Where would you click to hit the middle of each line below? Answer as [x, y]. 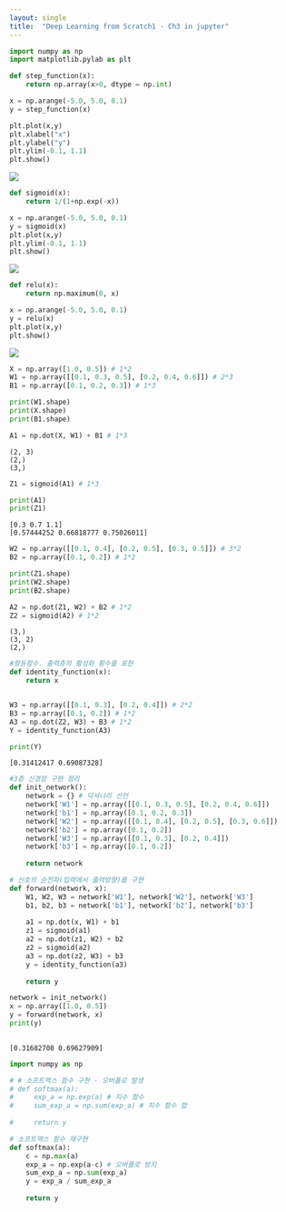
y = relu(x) [32, 318]
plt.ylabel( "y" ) [40, 143]
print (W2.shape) [40, 582]
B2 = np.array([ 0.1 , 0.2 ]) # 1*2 [73, 557]
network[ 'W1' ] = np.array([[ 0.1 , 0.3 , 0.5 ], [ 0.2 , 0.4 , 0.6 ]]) [148, 805]
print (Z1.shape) [40, 574]
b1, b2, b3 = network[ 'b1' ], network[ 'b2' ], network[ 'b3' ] [140, 906]
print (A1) [28, 500]
